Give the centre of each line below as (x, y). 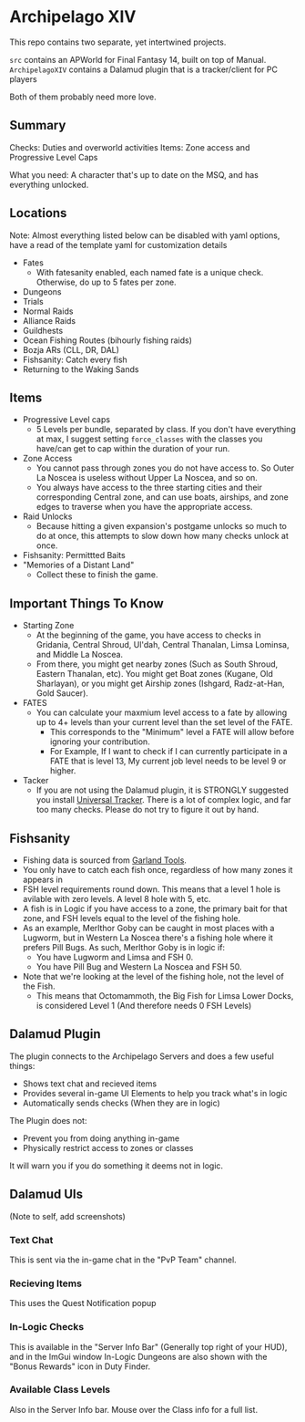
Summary (38, 125)
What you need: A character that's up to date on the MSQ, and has (134, 174)
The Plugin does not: (48, 1120)
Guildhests (43, 330)
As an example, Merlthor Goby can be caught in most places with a (148, 928)
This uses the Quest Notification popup (83, 1303)
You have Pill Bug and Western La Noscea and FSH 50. (139, 967)
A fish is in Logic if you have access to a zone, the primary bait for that (155, 908)
